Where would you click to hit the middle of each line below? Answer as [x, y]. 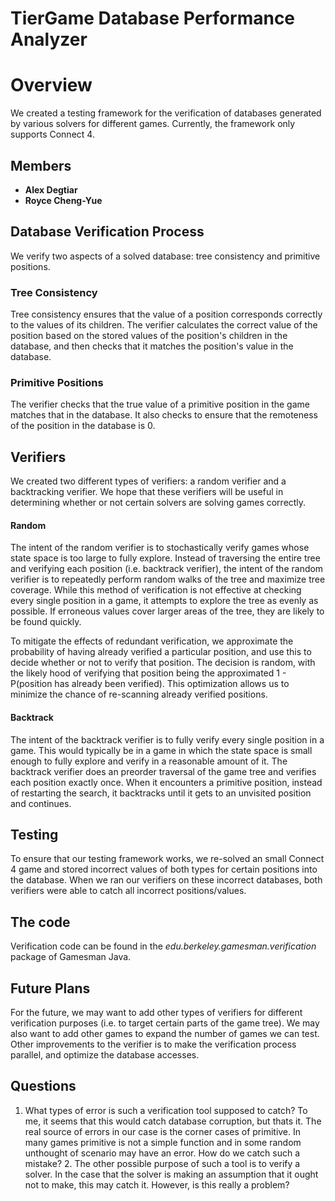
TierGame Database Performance [153, 18]
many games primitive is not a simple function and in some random [163, 1142]
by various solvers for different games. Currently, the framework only [153, 124]
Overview [51, 85]
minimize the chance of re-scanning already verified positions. [139, 694]
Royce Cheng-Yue [63, 200]
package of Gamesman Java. [71, 957]
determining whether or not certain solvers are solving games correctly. [158, 503]
